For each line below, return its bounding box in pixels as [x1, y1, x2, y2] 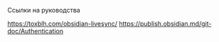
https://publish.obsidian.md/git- [119, 20, 212, 27]
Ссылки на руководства [7, 6, 80, 14]
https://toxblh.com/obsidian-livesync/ [7, 20, 118, 27]
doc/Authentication [7, 27, 64, 35]
